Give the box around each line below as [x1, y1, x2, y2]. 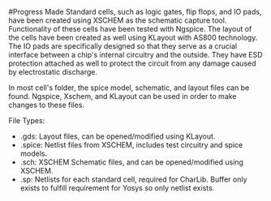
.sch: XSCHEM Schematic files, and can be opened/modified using [19, 157, 243, 167]
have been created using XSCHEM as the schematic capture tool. [8, 15, 227, 25]
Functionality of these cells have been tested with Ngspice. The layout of [8, 24, 252, 33]
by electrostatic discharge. [8, 67, 97, 76]
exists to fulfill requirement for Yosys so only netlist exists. [19, 183, 215, 193]
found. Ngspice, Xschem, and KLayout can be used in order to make [8, 92, 237, 100]
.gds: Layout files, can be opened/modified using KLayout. [19, 131, 216, 141]
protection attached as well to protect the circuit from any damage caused [8, 58, 257, 68]
